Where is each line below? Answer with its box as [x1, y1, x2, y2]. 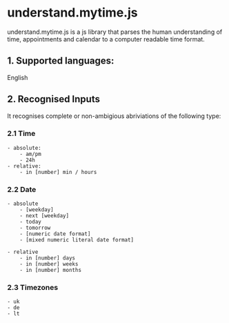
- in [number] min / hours [19, 168, 97, 175]
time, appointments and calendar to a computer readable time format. [7, 35, 205, 43]
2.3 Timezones [7, 283, 59, 293]
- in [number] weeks [19, 261, 79, 268]
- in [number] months [19, 267, 81, 274]
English [7, 73, 28, 81]
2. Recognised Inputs [7, 93, 100, 105]
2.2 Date [7, 184, 37, 194]
